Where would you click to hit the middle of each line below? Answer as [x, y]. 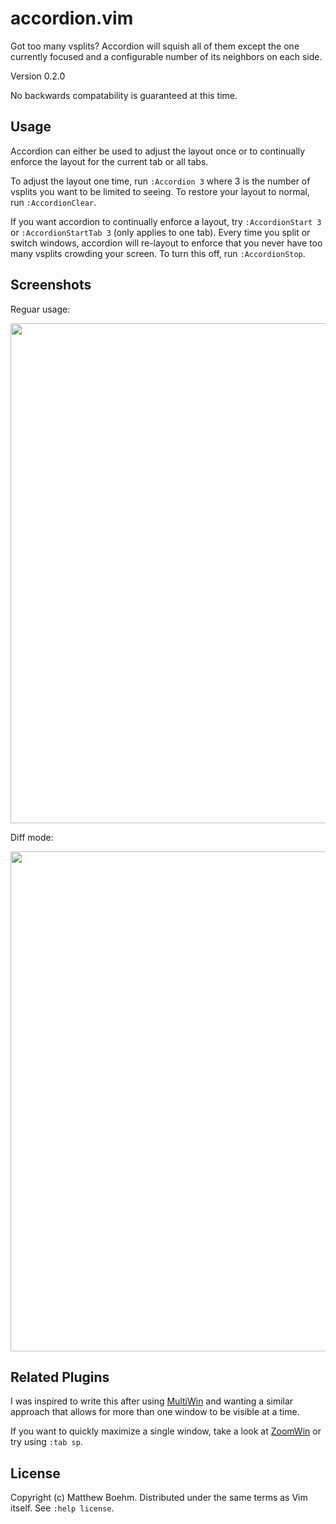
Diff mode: [32, 837]
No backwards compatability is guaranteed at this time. [124, 95]
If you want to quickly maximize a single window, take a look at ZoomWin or [166, 1431]
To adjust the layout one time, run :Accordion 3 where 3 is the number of [160, 181]
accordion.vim [72, 18]
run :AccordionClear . [53, 202]
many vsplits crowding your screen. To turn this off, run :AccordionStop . [158, 253]
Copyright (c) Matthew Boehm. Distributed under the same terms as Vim [159, 1498]
